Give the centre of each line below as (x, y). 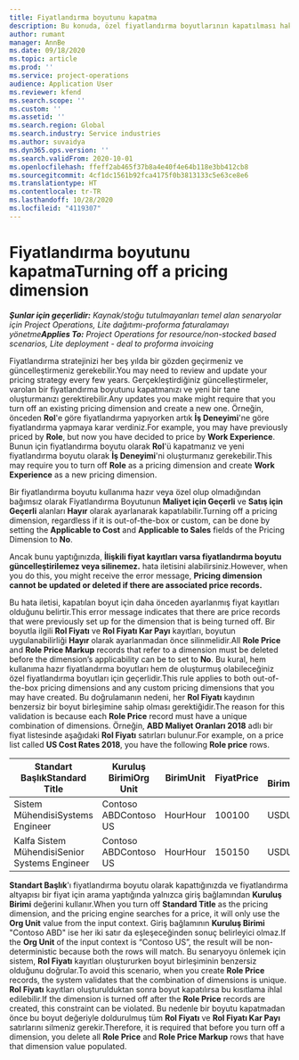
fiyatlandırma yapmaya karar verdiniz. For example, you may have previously (149, 427)
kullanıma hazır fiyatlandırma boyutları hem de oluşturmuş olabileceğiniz (141, 668)
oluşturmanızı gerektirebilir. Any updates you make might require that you (142, 399)
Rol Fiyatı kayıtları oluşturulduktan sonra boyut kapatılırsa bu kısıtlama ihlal (146, 989)
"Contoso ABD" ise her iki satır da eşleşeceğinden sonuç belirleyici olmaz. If (148, 932)
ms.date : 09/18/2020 (48, 51)
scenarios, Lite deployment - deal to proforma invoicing (111, 344)
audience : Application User (61, 84)
